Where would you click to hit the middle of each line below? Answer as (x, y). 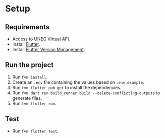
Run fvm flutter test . (35, 131)
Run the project (29, 65)
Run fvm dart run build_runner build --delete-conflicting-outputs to (86, 93)
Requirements (27, 27)
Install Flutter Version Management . (49, 49)
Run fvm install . (30, 77)
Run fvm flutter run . (34, 103)
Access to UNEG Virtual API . (41, 39)
